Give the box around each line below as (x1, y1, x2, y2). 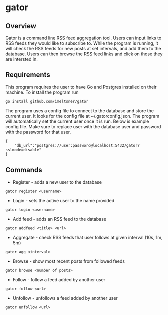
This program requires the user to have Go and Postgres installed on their (5, 84, 157, 90)
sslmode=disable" (5, 147, 42, 152)
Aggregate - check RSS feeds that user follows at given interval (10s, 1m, (12, 234, 163, 240)
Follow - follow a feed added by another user (12, 276, 106, 282)
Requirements (5, 71, 50, 79)
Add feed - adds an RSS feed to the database (12, 216, 107, 222)
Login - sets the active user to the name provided (12, 197, 115, 203)
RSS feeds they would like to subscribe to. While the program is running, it (5, 40, 159, 46)
